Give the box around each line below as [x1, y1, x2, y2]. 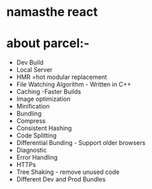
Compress [16, 117, 46, 125]
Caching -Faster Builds [16, 87, 81, 96]
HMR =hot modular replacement [16, 73, 107, 81]
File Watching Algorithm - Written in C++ [16, 80, 131, 89]
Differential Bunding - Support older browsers [16, 139, 146, 147]
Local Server [16, 66, 53, 74]
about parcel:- [6, 36, 90, 52]
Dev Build [16, 58, 44, 67]
